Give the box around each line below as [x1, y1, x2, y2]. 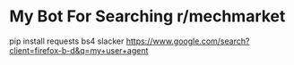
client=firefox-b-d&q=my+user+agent [9, 45, 149, 55]
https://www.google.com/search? [125, 36, 250, 46]
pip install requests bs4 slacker [9, 36, 125, 46]
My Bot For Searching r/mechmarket [9, 6, 286, 27]
